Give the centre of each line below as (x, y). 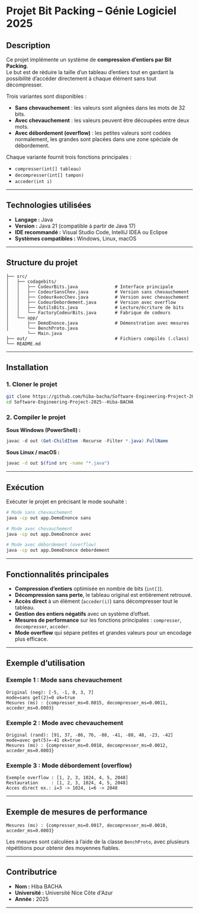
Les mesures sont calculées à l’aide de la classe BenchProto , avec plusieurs (98, 842)
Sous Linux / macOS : (33, 452)
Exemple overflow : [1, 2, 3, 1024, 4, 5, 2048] (67, 778)
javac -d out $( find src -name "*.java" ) (58, 464)
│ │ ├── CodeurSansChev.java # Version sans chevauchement (98, 292)
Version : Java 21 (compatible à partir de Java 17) (75, 226)
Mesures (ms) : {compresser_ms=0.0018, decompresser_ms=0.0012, (87, 745)
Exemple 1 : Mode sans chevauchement (64, 680)
